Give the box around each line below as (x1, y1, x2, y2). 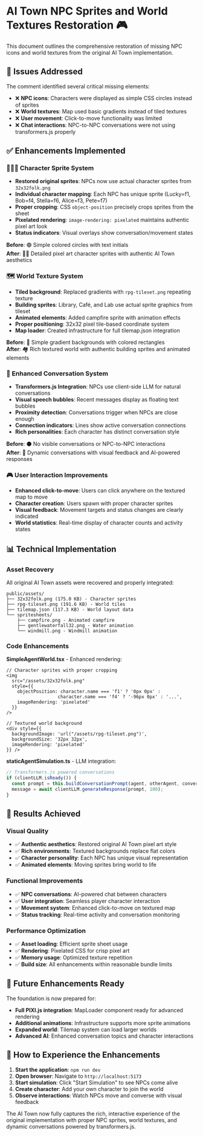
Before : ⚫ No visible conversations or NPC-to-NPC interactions (6, 440, 166, 448)
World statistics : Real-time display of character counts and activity (14, 519, 183, 526)
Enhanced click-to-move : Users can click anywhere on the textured (14, 487, 185, 494)
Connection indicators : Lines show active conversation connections (14, 422, 186, 429)
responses (6, 455, 33, 463)
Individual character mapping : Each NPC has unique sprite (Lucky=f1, (14, 190, 191, 198)
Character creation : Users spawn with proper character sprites (14, 500, 173, 507)
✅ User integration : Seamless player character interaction (14, 897, 160, 904)
